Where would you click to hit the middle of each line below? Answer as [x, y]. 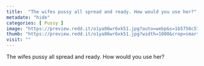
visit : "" [19, 40]
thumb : [15, 34]
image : [15, 28]
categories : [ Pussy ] [35, 23]
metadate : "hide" [28, 17]
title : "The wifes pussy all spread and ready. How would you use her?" [102, 12]
